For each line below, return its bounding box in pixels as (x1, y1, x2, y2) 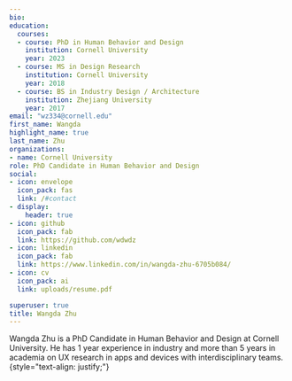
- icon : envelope (9, 178, 73, 187)
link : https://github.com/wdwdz (17, 236, 137, 245)
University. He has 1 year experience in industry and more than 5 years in (9, 343, 276, 354)
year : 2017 (25, 104, 65, 113)
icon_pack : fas (17, 186, 73, 195)
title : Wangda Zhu (9, 309, 77, 318)
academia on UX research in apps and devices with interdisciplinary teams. (9, 352, 284, 363)
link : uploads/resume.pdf (17, 284, 113, 293)
